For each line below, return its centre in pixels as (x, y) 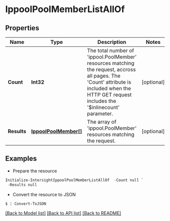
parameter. (100, 114)
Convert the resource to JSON (44, 194)
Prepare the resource (35, 171)
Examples (21, 159)
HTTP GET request (109, 95)
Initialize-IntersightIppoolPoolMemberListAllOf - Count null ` (74, 180)
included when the (109, 88)
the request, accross (111, 69)
